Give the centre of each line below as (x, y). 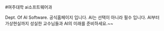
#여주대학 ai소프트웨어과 (29, 7)
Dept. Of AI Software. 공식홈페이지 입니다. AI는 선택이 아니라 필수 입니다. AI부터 (82, 17)
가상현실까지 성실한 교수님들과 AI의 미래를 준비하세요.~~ (59, 23)
